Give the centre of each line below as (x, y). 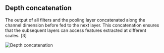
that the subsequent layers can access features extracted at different (76, 30)
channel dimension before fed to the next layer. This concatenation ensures (82, 25)
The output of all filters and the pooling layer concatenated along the (75, 20)
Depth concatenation (38, 8)
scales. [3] (16, 35)
